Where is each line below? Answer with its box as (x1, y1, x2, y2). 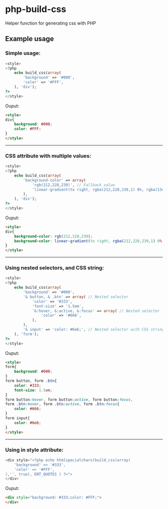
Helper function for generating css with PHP (5, 20, 96, 26)
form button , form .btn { (5, 379, 57, 384)
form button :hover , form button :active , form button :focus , (5, 397, 133, 402)
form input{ (5, 416, 30, 421)
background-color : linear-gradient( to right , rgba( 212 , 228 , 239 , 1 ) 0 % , (14, 238, 164, 244)
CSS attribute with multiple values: (5, 152, 91, 159)
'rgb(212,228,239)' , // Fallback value (31, 182, 115, 188)
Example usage (5, 35, 54, 43)
